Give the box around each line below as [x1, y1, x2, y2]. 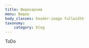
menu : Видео [5, 12, 29, 16]
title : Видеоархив [5, 7, 43, 12]
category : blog [14, 25, 45, 30]
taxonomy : [5, 20, 25, 26]
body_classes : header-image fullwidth [5, 16, 84, 21]
